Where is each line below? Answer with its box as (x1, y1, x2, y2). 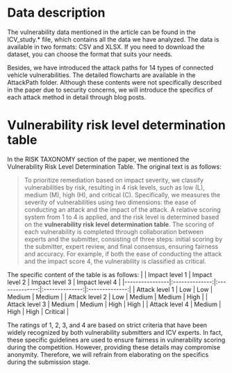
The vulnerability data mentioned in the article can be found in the (7, 28, 196, 36)
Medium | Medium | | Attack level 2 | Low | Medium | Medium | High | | (7, 292, 208, 301)
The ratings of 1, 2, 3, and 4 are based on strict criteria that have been (7, 321, 207, 329)
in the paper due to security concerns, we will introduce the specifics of (7, 85, 213, 94)
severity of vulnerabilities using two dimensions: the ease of (24, 198, 197, 206)
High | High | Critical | (7, 307, 69, 315)
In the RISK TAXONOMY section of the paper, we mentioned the (7, 155, 190, 163)
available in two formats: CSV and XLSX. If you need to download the (7, 42, 205, 51)
